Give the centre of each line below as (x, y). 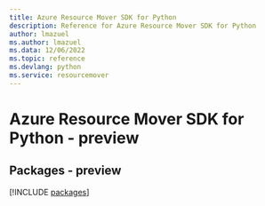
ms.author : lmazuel (45, 42)
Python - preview (74, 138)
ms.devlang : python (45, 67)
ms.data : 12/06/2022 (48, 51)
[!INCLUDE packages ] (49, 192)
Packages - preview (65, 171)
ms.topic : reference (48, 59)
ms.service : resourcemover (59, 75)
